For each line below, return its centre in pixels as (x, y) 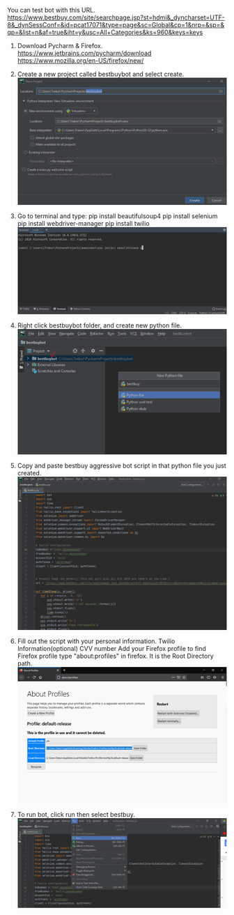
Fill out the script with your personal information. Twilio (96, 641)
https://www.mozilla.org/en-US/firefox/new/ (80, 61)
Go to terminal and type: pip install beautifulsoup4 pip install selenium (117, 216)
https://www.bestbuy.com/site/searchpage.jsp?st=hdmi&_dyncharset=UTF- (116, 17)
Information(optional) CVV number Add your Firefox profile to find (112, 648)
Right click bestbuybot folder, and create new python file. (100, 325)
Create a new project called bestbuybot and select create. (101, 74)
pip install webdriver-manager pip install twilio (83, 224)
